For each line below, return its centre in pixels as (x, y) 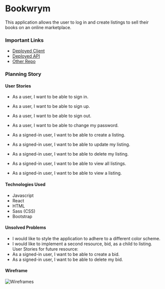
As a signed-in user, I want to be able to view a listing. (67, 173)
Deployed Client (29, 51)
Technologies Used (25, 184)
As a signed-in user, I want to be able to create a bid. (66, 254)
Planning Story (23, 74)
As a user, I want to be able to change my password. (66, 126)
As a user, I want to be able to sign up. (51, 106)
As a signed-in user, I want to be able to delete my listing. (70, 154)
